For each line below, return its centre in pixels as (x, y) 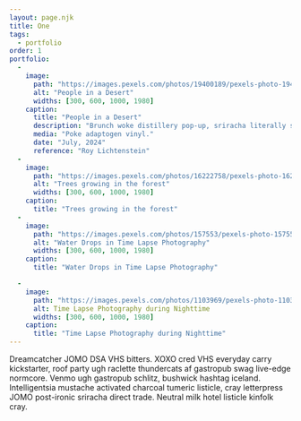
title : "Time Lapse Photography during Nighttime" (129, 334)
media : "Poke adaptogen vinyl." (93, 134)
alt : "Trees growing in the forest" (101, 185)
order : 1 (26, 51)
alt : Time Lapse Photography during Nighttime (121, 309)
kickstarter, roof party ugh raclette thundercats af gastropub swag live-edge (150, 369)
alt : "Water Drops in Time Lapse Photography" (121, 243)
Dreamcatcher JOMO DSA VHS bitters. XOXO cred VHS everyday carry (141, 359)
